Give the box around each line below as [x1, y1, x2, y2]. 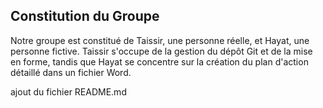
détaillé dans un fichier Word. [10, 66, 132, 78]
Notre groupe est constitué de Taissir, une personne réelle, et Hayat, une [10, 34, 310, 46]
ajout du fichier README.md [10, 85, 127, 98]
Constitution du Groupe [10, 8, 160, 25]
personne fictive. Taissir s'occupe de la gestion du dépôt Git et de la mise [10, 45, 313, 57]
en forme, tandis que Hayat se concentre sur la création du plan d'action [10, 55, 309, 68]
